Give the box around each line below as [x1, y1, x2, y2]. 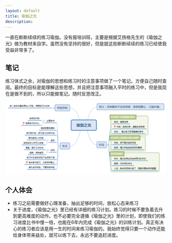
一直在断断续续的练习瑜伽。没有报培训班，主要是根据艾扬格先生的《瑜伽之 [5, 34, 162, 40]
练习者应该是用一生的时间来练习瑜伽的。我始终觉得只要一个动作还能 [21, 226, 165, 232]
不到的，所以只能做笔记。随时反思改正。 [18, 91, 104, 97]
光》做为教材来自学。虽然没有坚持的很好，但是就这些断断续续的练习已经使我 [5, 41, 167, 47]
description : [5, 19, 33, 24]
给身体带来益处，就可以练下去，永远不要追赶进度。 [12, 232, 121, 238]
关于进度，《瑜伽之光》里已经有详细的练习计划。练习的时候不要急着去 [12, 207, 159, 213]
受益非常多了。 [5, 47, 37, 53]
